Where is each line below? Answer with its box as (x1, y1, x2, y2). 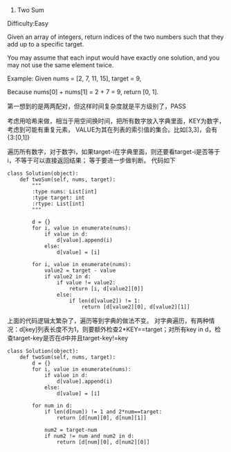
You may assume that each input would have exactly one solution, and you (7, 53, 220, 62)
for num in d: (32, 402, 73, 409)
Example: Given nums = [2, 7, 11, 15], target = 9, (7, 74, 142, 82)
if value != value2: (56, 279, 116, 286)
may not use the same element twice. (7, 61, 114, 69)
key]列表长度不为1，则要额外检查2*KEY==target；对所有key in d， (25, 325, 215, 333)
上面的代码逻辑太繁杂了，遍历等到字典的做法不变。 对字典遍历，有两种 (7, 317, 209, 324)
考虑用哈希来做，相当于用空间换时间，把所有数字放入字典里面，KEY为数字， (7, 117, 225, 125)
